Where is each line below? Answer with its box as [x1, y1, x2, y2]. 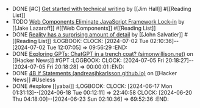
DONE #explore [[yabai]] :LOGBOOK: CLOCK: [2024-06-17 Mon [12, 83, 173, 90]
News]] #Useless [12, 76, 56, 83]
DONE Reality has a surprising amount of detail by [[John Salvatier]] [12, 31, 184, 38]
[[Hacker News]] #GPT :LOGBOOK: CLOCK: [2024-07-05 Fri [12, 57, 165, 64]
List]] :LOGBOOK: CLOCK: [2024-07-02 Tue [38, 38, 149, 44]
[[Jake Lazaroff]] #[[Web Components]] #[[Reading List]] [12, 24, 156, 32]
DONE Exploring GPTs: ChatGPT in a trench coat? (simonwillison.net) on [12, 50, 193, 57]
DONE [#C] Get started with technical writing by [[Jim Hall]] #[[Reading [12, 5, 191, 12]
